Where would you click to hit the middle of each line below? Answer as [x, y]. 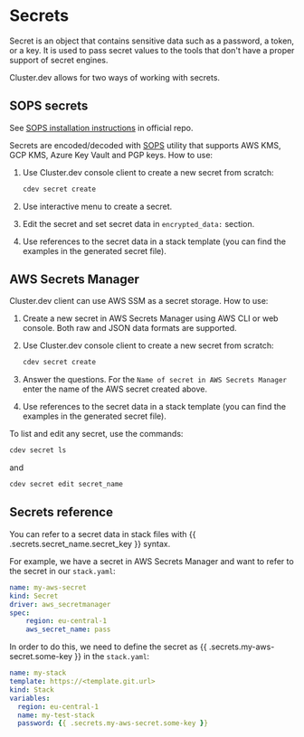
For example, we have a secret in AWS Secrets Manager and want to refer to [152, 561]
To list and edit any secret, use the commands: [96, 434]
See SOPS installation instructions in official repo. [101, 128]
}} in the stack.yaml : [112, 657]
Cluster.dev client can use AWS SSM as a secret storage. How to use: [139, 301]
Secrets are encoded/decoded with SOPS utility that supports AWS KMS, [145, 145]
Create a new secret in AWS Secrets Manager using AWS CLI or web [150, 318]
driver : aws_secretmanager [60, 604]
